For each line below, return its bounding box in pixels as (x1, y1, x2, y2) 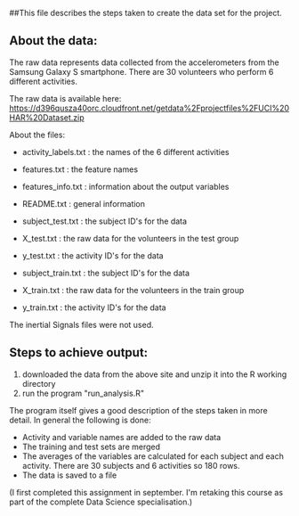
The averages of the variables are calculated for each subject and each (21, 450, 285, 462)
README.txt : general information (21, 198, 145, 209)
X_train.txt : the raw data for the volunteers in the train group (21, 284, 245, 295)
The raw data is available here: (9, 93, 122, 103)
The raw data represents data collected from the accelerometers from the (9, 57, 279, 68)
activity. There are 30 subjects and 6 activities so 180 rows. (21, 460, 240, 471)
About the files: (9, 129, 65, 140)
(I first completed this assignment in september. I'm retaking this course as (9, 487, 283, 497)
